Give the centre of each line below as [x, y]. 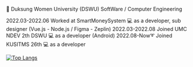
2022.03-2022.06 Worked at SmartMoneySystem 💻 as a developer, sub [94, 21]
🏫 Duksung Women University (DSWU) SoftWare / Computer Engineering [94, 9]
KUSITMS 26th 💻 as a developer [46, 44]
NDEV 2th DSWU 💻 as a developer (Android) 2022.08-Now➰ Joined [89, 36]
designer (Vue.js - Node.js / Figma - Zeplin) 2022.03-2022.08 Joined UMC [97, 29]
